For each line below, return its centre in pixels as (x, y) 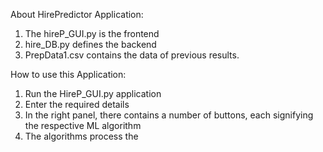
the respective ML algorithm (83, 125)
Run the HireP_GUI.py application (93, 93)
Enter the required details (77, 104)
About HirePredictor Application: (77, 14)
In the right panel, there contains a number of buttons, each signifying (169, 115)
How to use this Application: (68, 74)
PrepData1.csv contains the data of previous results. (132, 55)
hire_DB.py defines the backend (90, 44)
